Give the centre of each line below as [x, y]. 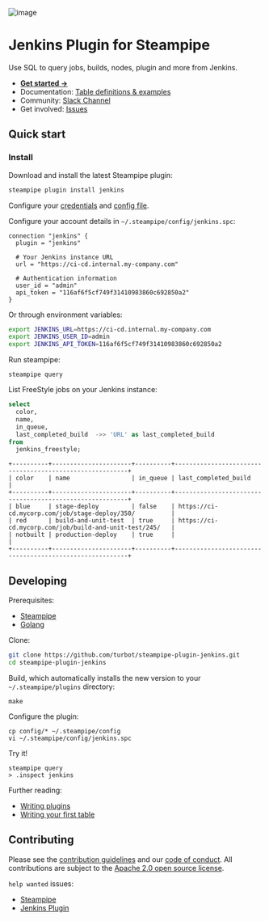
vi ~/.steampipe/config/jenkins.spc [70, 738]
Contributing [41, 840]
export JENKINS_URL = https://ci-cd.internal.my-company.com [110, 329]
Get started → [44, 83]
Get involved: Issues [54, 108]
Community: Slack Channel [65, 100]
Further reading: [35, 790]
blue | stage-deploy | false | [95, 507]
